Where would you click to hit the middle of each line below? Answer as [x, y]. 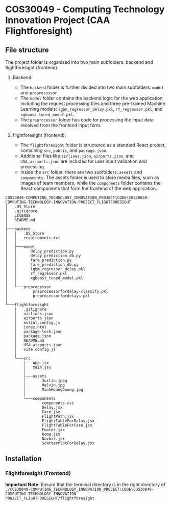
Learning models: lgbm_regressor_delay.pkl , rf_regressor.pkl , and [91, 109]
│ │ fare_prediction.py [39, 260]
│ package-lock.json [39, 332]
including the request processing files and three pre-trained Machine [93, 104]
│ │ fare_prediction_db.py [42, 265]
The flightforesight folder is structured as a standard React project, [93, 145]
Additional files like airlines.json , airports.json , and [77, 156]
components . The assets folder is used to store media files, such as [90, 178]
